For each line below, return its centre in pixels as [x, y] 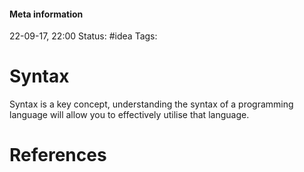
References [58, 155]
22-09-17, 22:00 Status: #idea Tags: [83, 36]
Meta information [46, 14]
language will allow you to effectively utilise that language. [129, 115]
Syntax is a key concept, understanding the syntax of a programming [151, 104]
